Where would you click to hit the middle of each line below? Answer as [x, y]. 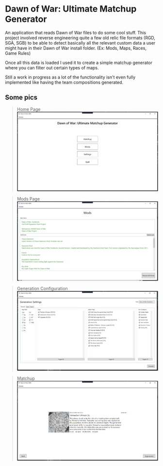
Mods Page [28, 199]
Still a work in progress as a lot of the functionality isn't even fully [70, 77]
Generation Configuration [42, 289]
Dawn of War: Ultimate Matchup [71, 9]
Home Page [29, 109]
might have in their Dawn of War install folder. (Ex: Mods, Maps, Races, [76, 48]
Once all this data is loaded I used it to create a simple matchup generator [79, 62]
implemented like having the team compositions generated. [64, 82]
